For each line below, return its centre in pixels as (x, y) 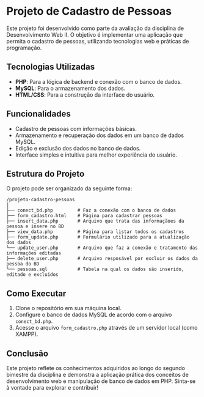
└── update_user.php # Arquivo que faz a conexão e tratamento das (102, 248)
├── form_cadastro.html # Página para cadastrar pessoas (85, 216)
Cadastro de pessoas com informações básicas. (76, 128)
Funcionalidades (39, 114)
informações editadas (34, 253)
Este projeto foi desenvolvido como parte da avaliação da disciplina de (95, 28)
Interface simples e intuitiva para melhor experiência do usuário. (96, 155)
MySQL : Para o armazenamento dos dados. (70, 88)
